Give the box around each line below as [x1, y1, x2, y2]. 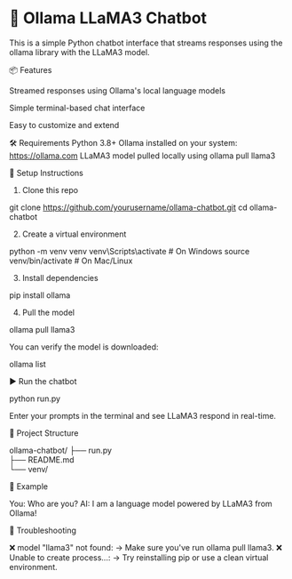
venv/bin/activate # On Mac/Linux [9, 255, 133, 266]
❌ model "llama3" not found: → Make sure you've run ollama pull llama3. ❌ [9, 542, 282, 552]
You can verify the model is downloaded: [9, 342, 159, 352]
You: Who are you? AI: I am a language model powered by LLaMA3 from [9, 498, 272, 509]
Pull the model [21, 307, 75, 318]
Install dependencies [21, 272, 99, 283]
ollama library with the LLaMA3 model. [9, 46, 150, 57]
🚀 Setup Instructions [9, 167, 84, 178]
